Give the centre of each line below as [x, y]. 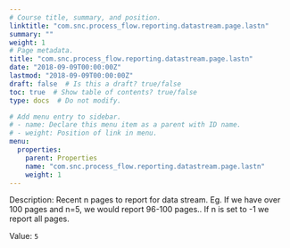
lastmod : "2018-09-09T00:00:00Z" [71, 76]
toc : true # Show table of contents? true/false [104, 92]
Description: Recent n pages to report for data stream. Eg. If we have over [145, 200]
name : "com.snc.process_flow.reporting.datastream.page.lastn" [145, 166]
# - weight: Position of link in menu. [83, 133]
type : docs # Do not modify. [66, 100]
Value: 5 [24, 236]
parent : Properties [62, 158]
